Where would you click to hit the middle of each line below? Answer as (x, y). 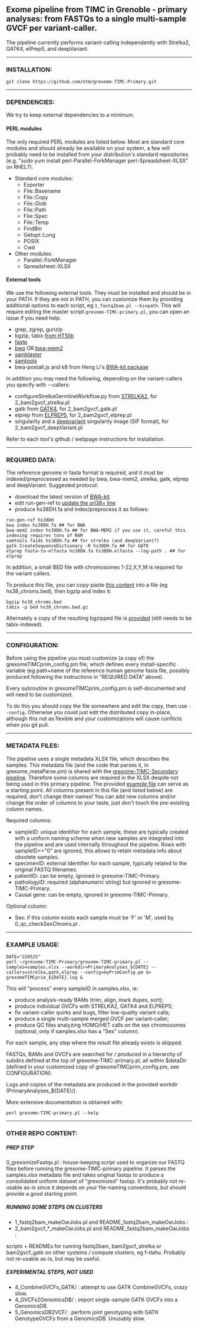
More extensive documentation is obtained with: (65, 1102)
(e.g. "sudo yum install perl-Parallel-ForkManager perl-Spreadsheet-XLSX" (97, 160)
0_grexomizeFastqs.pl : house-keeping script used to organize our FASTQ (95, 1162)
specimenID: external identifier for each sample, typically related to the (101, 863)
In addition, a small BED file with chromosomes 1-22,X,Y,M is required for (95, 567)
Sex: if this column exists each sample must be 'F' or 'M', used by (94, 917)
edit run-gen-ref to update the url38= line (65, 503)
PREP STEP (20, 1147)
